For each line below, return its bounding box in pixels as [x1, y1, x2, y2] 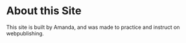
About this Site [6, 4, 82, 18]
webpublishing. [6, 29, 44, 37]
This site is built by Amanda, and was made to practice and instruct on [6, 24, 180, 31]
